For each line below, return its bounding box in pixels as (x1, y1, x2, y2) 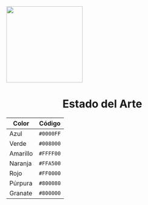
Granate (9, 189, 32, 197)
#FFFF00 (38, 149, 61, 157)
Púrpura (9, 179, 33, 187)
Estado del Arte (62, 97, 143, 111)
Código (39, 119, 61, 128)
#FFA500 (38, 160, 61, 167)
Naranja (9, 159, 32, 167)
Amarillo (9, 149, 33, 157)
